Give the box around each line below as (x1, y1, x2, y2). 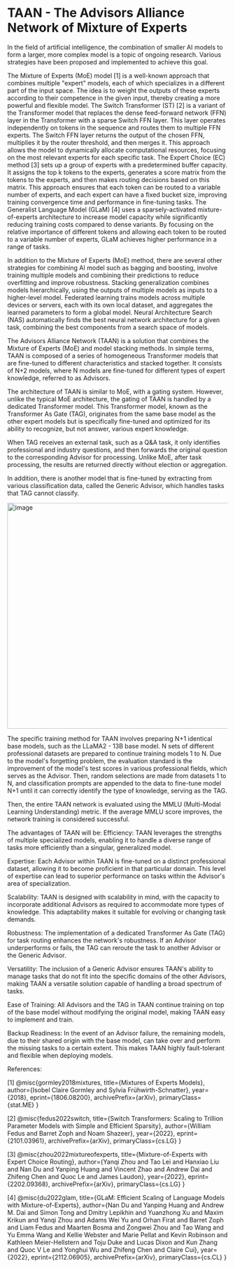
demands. (7, 915, 36, 924)
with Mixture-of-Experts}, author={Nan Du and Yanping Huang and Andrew (7, 1201, 225, 1209)
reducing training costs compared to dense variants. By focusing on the (7, 220, 214, 228)
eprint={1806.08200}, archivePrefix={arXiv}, (29, 1093, 158, 1101)
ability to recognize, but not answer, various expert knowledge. (7, 424, 189, 433)
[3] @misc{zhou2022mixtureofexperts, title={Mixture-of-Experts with (7, 1150, 208, 1158)
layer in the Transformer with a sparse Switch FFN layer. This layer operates (7, 116, 226, 124)
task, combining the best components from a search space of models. (7, 323, 210, 331)
